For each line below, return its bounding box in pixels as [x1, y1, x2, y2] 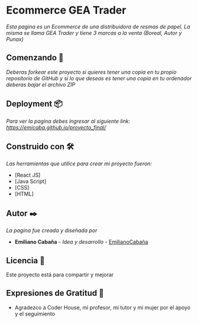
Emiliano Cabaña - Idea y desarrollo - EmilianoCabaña [14, 239, 148, 246]
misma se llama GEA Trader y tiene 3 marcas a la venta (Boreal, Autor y [6, 29, 182, 36]
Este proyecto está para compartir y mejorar [6, 271, 114, 278]
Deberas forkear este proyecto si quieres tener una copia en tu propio [6, 68, 177, 76]
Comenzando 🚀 [6, 53, 64, 63]
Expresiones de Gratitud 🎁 [6, 288, 105, 298]
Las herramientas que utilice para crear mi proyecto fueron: [6, 160, 152, 167]
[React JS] [14, 172, 41, 179]
